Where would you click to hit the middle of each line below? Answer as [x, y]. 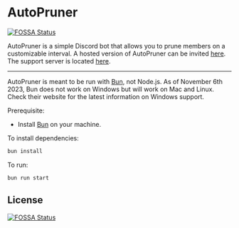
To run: [18, 165]
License [25, 200]
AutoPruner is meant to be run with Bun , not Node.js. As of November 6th [115, 81]
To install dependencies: [43, 138]
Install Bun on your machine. [59, 124]
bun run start [28, 178]
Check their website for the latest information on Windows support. [106, 96]
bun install [25, 151]
